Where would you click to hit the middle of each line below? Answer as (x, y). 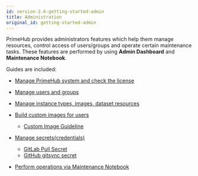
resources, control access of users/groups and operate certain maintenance (99, 45)
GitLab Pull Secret (46, 149)
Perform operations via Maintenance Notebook (72, 167)
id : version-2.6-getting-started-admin (55, 11)
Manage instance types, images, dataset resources (77, 104)
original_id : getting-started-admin (51, 22)
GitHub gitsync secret (50, 155)
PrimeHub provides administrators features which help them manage (90, 39)
